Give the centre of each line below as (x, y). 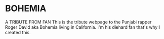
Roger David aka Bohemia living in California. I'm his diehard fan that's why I (82, 27)
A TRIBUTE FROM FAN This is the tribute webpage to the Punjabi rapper (78, 22)
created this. (18, 32)
